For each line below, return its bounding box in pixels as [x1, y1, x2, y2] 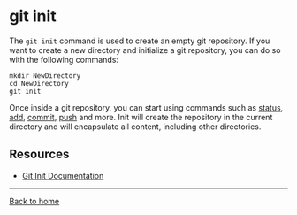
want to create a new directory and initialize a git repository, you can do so [9, 44, 281, 55]
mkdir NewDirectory [9, 71, 81, 81]
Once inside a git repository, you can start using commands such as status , [9, 102, 284, 112]
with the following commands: [9, 54, 119, 65]
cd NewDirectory [9, 79, 69, 88]
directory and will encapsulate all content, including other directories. [9, 121, 262, 132]
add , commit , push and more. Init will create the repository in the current [9, 111, 273, 122]
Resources [9, 147, 70, 162]
